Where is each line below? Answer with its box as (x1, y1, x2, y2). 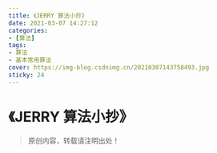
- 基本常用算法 (8, 57, 52, 65)
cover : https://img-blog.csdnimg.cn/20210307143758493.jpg (8, 64, 210, 72)
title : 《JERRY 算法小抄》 (8, 11, 88, 20)
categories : (8, 26, 48, 34)
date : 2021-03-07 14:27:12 (8, 19, 98, 27)
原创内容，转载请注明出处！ (27, 135, 120, 145)
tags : (8, 41, 26, 49)
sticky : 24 (8, 71, 45, 79)
